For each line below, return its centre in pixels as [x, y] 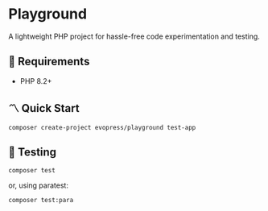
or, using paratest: [38, 185]
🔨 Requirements [49, 62]
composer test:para [41, 201]
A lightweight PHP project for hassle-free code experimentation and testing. [134, 36]
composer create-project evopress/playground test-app [102, 127]
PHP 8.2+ [36, 81]
